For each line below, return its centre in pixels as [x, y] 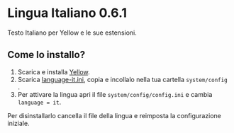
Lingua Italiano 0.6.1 [67, 13]
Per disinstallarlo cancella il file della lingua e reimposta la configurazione [114, 115]
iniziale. [18, 123]
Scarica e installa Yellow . [54, 71]
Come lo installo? [46, 55]
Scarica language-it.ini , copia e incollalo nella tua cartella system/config [123, 79]
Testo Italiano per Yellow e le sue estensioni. [72, 33]
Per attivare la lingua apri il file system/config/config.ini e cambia [115, 94]
